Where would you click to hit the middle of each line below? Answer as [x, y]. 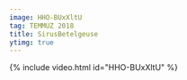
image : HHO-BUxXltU [46, 17]
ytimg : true [31, 42]
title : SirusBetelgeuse [54, 34]
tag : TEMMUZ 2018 [42, 26]
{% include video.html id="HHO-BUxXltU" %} [93, 68]
